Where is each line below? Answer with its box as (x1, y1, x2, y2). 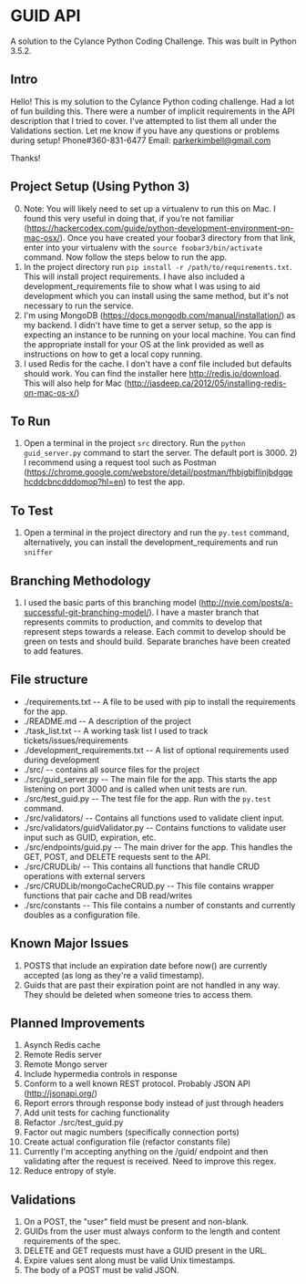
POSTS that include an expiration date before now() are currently (23, 959, 268, 971)
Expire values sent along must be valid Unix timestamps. (23, 1255, 236, 1266)
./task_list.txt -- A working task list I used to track (23, 725, 209, 736)
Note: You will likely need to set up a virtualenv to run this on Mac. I (23, 202, 276, 214)
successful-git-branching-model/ (23, 607, 149, 617)
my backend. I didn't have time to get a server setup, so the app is (23, 319, 272, 330)
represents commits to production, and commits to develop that (23, 616, 262, 627)
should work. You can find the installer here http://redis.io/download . (23, 368, 282, 378)
